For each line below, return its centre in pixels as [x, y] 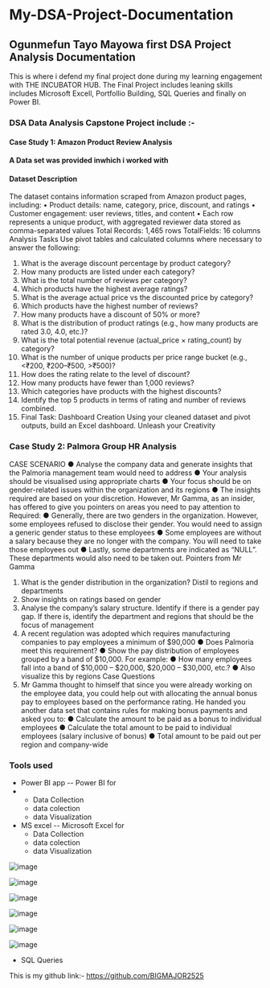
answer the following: [45, 248]
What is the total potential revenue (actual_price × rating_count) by [131, 340]
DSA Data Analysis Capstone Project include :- [102, 122]
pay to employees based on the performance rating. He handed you [133, 702]
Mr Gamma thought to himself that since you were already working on [136, 684]
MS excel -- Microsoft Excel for [72, 825]
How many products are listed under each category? [108, 272]
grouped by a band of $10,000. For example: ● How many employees [136, 659]
